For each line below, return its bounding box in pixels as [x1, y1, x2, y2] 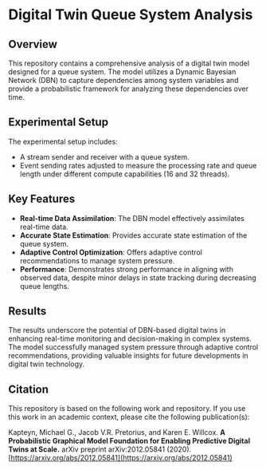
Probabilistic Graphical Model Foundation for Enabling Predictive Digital [8, 436, 251, 446]
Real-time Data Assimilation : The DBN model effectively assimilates [19, 213, 244, 223]
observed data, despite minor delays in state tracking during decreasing [19, 273, 256, 282]
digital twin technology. [8, 359, 85, 369]
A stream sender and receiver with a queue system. [19, 152, 190, 161]
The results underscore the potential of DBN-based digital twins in [8, 326, 226, 335]
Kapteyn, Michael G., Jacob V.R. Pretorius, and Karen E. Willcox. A [8, 428, 225, 437]
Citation [8, 382, 49, 396]
